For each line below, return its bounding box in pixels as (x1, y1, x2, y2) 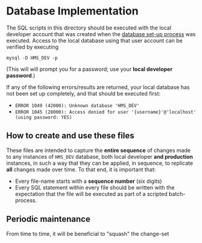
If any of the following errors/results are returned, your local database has (6, 83, 190, 91)
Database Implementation (6, 4, 139, 18)
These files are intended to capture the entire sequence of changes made (6, 146, 191, 154)
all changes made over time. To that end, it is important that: (6, 165, 156, 173)
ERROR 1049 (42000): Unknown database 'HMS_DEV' (14, 102, 140, 109)
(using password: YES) (14, 114, 72, 120)
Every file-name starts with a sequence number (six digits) (14, 177, 162, 185)
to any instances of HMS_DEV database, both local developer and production (6, 153, 194, 160)
